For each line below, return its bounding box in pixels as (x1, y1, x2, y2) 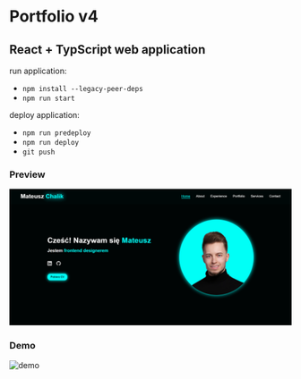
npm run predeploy (21, 129, 91, 138)
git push (21, 147, 56, 156)
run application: (9, 65, 67, 76)
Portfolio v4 (9, 6, 99, 27)
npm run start (21, 94, 75, 103)
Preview (9, 168, 46, 181)
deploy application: (9, 110, 81, 120)
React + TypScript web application (9, 42, 206, 57)
